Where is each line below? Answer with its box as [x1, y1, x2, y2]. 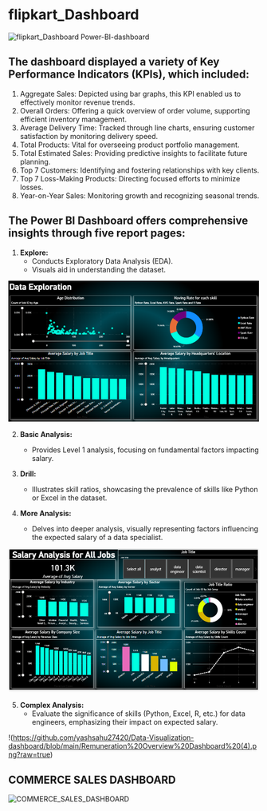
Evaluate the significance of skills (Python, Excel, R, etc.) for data [31, 709, 245, 718]
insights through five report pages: [8, 226, 186, 241]
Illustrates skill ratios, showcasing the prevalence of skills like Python [31, 485, 258, 495]
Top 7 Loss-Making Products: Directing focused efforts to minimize [19, 173, 241, 183]
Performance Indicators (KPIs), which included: [8, 68, 249, 81]
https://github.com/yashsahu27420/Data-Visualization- [13, 733, 194, 742]
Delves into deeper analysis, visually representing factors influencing [31, 524, 259, 534]
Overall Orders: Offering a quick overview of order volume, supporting [19, 105, 251, 115]
